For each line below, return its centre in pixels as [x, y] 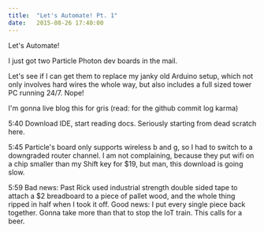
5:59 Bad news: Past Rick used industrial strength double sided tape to [123, 187]
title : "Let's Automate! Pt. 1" [63, 15]
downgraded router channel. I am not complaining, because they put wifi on [131, 155]
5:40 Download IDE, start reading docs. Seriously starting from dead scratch [132, 123]
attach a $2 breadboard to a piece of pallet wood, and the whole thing [122, 196]
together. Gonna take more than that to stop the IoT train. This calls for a [125, 212]
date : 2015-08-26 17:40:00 [56, 23]
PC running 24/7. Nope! [46, 92]
